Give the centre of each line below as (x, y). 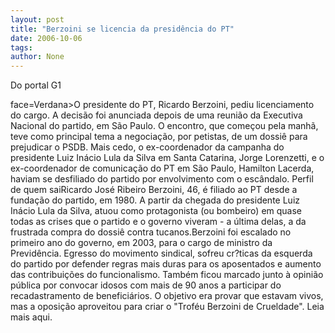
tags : (21, 47)
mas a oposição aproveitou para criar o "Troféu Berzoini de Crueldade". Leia (167, 307)
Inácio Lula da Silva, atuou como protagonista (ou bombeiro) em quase (156, 211)
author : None (37, 57)
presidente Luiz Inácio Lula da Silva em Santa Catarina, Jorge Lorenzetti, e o (167, 158)
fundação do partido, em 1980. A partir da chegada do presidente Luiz (155, 200)
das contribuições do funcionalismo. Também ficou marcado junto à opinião (167, 275)
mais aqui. (31, 317)
